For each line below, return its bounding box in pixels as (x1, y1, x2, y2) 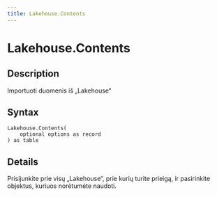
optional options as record (20, 131, 101, 138)
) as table (7, 137, 39, 144)
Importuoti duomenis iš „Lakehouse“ (7, 86, 112, 95)
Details (7, 156, 38, 168)
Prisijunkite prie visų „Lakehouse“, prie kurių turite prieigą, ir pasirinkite (7, 175, 211, 183)
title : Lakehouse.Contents (7, 10, 86, 17)
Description (7, 68, 59, 80)
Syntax (7, 107, 39, 118)
